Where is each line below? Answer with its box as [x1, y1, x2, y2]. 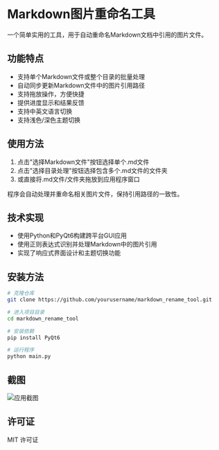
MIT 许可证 [7, 435, 39, 444]
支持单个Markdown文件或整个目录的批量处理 [17, 72, 146, 80]
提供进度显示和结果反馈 [17, 98, 85, 107]
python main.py [7, 353, 51, 360]
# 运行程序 [7, 347, 35, 354]
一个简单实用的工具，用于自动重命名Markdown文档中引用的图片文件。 [7, 30, 208, 39]
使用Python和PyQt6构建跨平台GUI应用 [17, 231, 127, 240]
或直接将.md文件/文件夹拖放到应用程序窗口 [17, 174, 140, 183]
